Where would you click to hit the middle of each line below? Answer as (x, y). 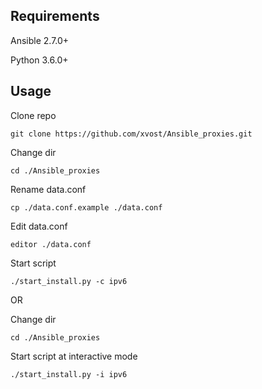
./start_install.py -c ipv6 (69, 281)
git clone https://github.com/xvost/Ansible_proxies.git (131, 134)
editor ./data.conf (51, 244)
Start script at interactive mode (74, 356)
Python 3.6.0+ (39, 60)
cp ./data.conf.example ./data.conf (86, 207)
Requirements (55, 16)
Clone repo (33, 115)
